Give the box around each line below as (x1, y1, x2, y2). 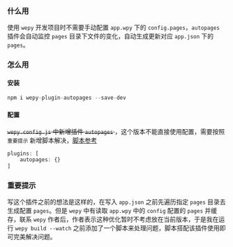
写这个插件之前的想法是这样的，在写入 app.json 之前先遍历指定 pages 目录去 (7, 197, 226, 207)
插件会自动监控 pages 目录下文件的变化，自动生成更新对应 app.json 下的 (7, 32, 214, 40)
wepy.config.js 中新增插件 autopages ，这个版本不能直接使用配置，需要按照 (7, 127, 225, 135)
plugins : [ (7, 150, 39, 157)
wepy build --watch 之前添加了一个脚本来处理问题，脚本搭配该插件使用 (15, 224, 220, 232)
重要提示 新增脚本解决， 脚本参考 (7, 136, 98, 144)
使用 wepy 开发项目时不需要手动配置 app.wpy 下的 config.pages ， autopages (7, 23, 220, 32)
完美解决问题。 (13, 232, 57, 241)
